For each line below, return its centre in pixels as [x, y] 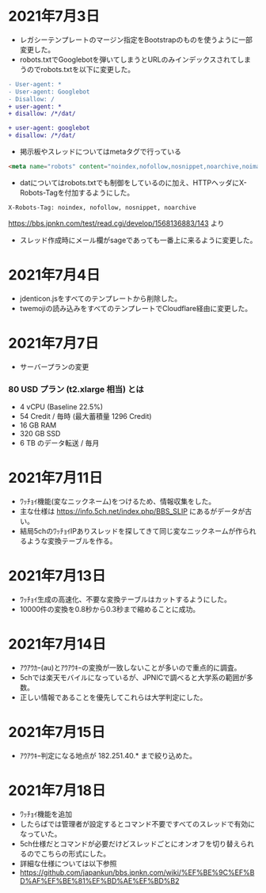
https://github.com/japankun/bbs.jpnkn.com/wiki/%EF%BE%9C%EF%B [137, 872]
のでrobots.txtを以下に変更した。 [81, 69]
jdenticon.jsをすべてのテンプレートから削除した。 [101, 298]
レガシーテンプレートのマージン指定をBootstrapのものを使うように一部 [136, 40]
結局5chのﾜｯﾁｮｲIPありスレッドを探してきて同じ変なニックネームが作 [131, 531]
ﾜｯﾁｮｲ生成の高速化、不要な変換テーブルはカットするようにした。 [125, 599]
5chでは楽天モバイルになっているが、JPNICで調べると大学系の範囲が [133, 677]
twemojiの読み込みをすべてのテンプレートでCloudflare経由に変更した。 [135, 308]
